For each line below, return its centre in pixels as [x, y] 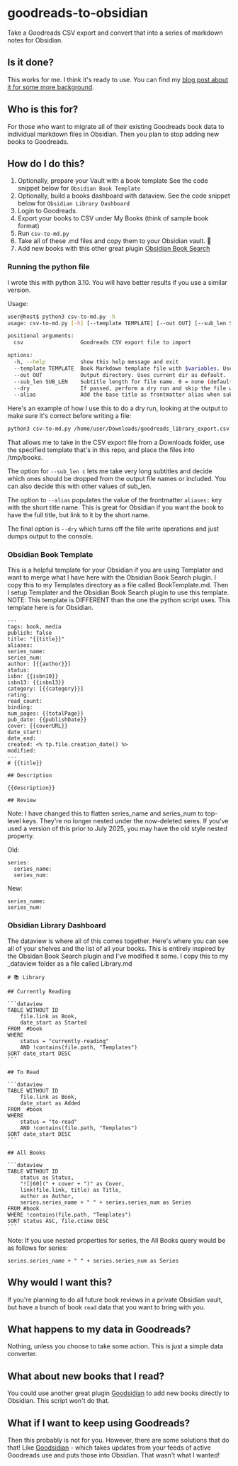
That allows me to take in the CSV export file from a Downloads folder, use [116, 442]
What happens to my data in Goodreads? [99, 1329]
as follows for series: [38, 1248]
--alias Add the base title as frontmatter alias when [117, 395]
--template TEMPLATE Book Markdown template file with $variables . [117, 368]
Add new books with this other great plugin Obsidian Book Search [114, 249]
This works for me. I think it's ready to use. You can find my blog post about [118, 79]
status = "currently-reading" [65, 1041]
